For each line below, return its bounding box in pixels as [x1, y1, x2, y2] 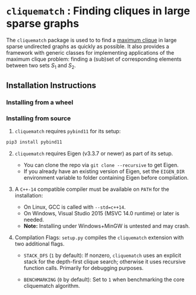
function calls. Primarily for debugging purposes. [23, 265, 144, 272]
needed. [23, 216, 45, 224]
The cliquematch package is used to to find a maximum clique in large [6, 36, 177, 43]
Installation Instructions [6, 80, 97, 90]
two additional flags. [14, 240, 65, 247]
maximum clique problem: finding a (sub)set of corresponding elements [6, 55, 182, 62]
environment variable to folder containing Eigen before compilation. [23, 174, 189, 181]
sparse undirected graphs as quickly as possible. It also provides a [6, 43, 169, 50]
